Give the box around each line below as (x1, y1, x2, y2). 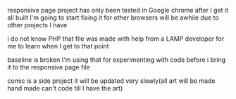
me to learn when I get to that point (7, 42, 109, 50)
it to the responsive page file (7, 63, 90, 71)
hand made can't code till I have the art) (7, 84, 123, 92)
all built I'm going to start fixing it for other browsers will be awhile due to (7, 13, 220, 22)
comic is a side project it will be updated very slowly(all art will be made (7, 77, 216, 85)
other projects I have (7, 21, 68, 29)
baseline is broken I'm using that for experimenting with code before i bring (7, 55, 226, 64)
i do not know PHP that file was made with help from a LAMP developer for (7, 34, 224, 43)
